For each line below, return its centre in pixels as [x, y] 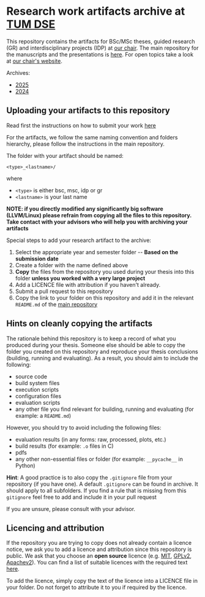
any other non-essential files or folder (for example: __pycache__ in [99, 459]
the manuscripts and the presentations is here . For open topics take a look [100, 54]
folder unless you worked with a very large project [80, 278]
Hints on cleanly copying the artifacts [80, 324]
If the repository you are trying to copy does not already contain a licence [99, 543]
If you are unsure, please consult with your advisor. [71, 509]
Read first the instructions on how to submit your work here [81, 125]
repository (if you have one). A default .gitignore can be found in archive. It [102, 484]
